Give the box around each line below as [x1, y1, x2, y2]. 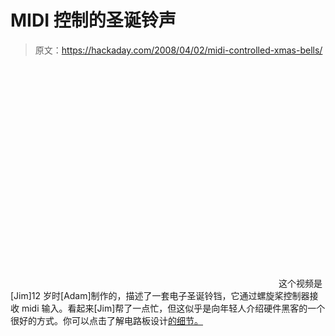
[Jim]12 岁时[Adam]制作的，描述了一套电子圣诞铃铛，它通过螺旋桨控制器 [10, 289, 310, 301]
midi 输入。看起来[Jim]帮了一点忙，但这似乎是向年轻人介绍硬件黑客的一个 [21, 302, 326, 314]
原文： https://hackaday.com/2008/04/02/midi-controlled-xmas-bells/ [34, 44, 323, 56]
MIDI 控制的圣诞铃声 [10, 9, 177, 32]
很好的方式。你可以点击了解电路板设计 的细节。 [10, 314, 203, 326]
